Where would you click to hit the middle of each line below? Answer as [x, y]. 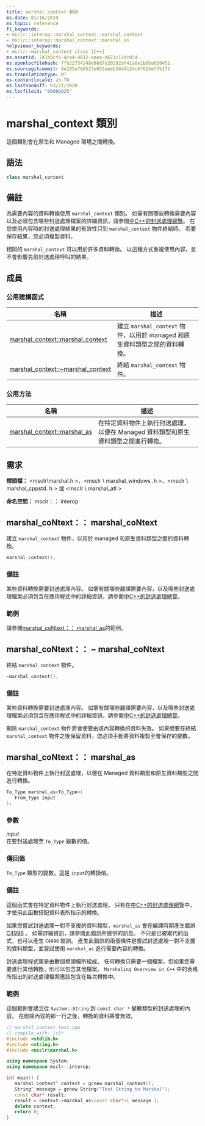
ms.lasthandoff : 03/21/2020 [42, 86]
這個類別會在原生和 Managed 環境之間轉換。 [63, 142]
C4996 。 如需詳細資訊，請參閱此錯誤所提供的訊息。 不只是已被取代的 [95, 933]
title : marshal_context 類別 [42, 12]
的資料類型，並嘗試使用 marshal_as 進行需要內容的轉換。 [78, 948]
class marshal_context [35, 177]
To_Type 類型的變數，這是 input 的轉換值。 [59, 873]
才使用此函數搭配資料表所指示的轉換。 [54, 912]
